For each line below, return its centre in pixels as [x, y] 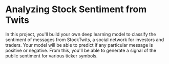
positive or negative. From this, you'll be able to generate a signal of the [81, 50]
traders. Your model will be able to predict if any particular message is [79, 45]
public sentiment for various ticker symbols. [51, 56]
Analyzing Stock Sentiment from [76, 9]
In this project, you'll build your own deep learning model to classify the [81, 34]
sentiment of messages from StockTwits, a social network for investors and [85, 40]
